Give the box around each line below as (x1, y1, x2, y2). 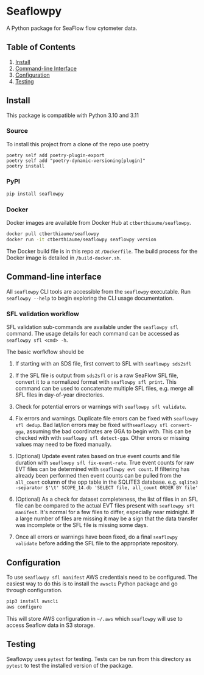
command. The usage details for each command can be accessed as (6, 330, 180, 337)
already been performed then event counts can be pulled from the (15, 472, 181, 479)
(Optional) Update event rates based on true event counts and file (15, 453, 180, 460)
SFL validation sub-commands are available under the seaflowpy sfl (6, 323, 178, 331)
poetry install (6, 163, 45, 169)
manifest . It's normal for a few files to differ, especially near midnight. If (15, 509, 195, 516)
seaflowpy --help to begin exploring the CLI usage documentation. (6, 294, 174, 302)
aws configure (6, 604, 43, 610)
